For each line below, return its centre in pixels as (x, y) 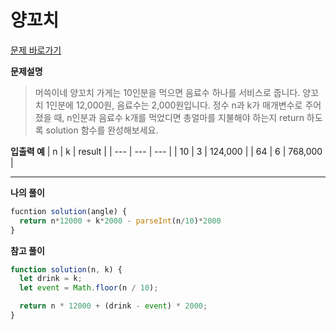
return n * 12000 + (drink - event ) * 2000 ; (113, 306)
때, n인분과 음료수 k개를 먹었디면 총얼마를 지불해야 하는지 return (179, 117)
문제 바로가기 (36, 50)
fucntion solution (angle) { (69, 211)
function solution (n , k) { (66, 269)
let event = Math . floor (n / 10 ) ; (89, 288)
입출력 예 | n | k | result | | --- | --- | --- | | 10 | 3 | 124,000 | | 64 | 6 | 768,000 (166, 151)
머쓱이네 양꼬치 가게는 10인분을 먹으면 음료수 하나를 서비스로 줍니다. (167, 92)
